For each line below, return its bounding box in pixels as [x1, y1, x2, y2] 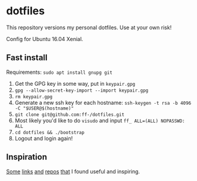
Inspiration [6, 152, 48, 162]
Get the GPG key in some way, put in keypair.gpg [14, 80, 136, 87]
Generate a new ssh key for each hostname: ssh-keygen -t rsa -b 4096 [14, 99, 192, 106]
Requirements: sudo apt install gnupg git [6, 68, 113, 76]
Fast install [6, 52, 48, 63]
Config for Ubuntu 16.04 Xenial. [6, 35, 83, 42]
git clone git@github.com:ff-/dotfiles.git [14, 111, 125, 117]
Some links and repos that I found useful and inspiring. [6, 168, 140, 175]
